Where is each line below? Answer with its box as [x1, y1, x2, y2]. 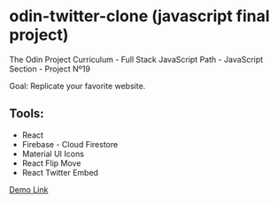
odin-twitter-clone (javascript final [9, 6, 270, 26]
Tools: [9, 106, 44, 121]
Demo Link [9, 184, 49, 195]
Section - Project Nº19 [9, 64, 91, 74]
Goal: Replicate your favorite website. [9, 80, 146, 91]
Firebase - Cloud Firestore [21, 139, 119, 149]
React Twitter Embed [21, 167, 99, 177]
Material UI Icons [21, 148, 84, 159]
